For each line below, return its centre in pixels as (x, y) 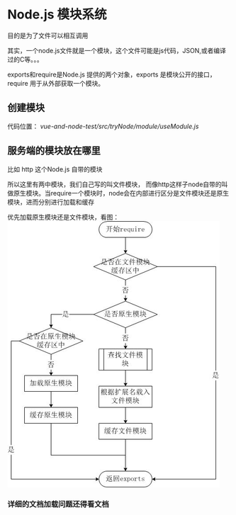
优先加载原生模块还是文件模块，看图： (63, 217)
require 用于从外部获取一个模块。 (56, 83)
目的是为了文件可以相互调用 (48, 35)
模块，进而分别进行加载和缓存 (51, 202)
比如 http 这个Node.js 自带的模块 (55, 169)
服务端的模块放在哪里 (54, 151)
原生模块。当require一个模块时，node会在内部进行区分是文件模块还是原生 (121, 193)
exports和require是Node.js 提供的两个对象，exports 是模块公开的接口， (112, 74)
